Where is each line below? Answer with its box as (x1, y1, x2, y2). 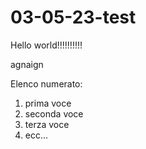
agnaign (10, 58, 44, 70)
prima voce (24, 97, 72, 109)
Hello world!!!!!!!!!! (10, 39, 83, 51)
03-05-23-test (10, 6, 137, 29)
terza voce (24, 118, 70, 130)
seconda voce (24, 107, 84, 120)
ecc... (24, 129, 49, 141)
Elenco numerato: (10, 77, 83, 90)
